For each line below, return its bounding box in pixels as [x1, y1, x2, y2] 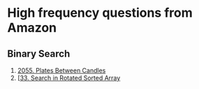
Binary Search [7, 48, 71, 60]
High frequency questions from [7, 5, 193, 21]
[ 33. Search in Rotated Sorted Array [17, 74, 121, 82]
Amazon [7, 20, 57, 36]
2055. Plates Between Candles [17, 67, 106, 74]
